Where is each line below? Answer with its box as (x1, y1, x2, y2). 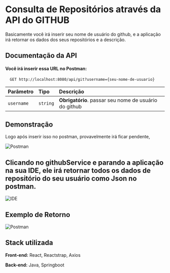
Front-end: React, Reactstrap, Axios (5, 252, 81, 258)
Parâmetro (8, 88, 34, 95)
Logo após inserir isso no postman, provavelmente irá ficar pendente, (5, 134, 150, 140)
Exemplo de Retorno (5, 210, 70, 219)
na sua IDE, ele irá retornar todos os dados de (5, 166, 151, 175)
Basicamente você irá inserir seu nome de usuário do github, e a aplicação (5, 31, 161, 37)
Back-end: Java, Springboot (5, 262, 65, 268)
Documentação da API (5, 51, 77, 60)
